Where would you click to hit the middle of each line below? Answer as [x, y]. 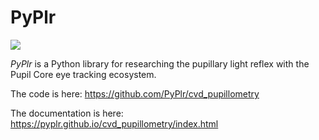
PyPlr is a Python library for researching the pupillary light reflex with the [160, 63]
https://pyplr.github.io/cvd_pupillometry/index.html [114, 123]
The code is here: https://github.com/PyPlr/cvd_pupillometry [135, 93]
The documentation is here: [67, 113]
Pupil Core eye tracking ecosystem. [83, 74]
